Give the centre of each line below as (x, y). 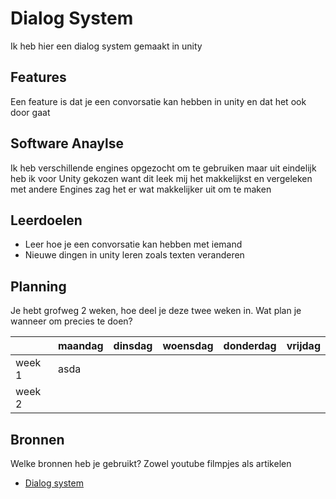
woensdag (188, 346)
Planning (38, 286)
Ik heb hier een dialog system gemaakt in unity (106, 46)
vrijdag (303, 346)
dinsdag (133, 346)
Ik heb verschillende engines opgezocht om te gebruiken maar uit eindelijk (163, 168)
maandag (80, 346)
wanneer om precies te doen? (71, 321)
